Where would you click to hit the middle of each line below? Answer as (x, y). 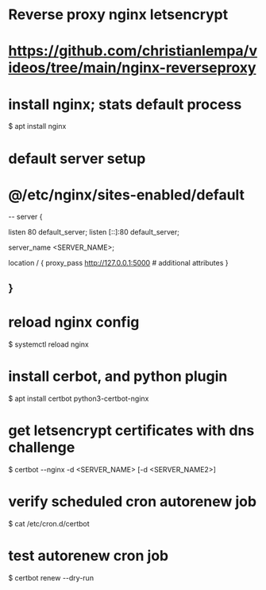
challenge (42, 447)
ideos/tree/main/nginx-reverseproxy (132, 68)
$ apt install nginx (37, 126)
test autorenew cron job (89, 555)
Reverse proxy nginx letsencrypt (118, 15)
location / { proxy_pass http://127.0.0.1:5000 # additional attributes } (118, 263)
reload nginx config (74, 322)
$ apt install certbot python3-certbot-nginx (79, 398)
